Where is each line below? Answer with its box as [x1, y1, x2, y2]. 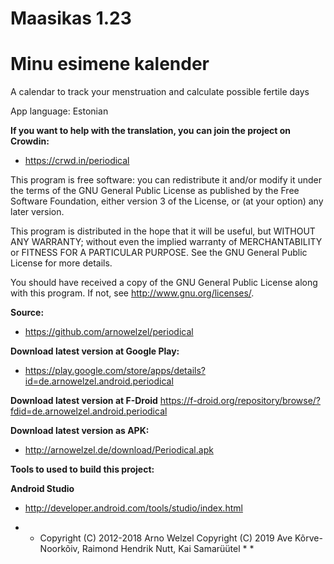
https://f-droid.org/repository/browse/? [159, 395, 321, 407]
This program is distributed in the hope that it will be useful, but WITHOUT [10, 225, 316, 237]
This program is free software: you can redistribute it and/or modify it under [10, 174, 322, 186]
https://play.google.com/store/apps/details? [24, 365, 206, 377]
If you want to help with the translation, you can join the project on [10, 125, 292, 137]
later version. [10, 206, 65, 218]
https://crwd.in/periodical [24, 155, 130, 167]
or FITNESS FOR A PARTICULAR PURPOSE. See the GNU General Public [10, 247, 308, 259]
